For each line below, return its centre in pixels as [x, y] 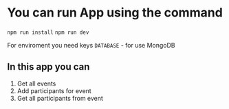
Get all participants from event [60, 98]
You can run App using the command [115, 13]
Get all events [36, 83]
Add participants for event [54, 90]
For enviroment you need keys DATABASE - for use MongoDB [91, 45]
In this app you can [48, 67]
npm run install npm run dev [48, 32]
